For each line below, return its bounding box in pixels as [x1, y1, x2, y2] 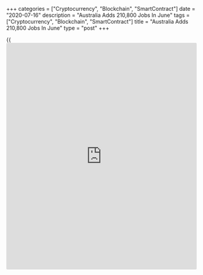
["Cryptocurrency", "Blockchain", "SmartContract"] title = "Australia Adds [6, 18, 188, 25]
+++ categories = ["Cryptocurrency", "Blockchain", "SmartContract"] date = [6, 5, 196, 12]
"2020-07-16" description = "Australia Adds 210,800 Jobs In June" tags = [6, 11, 190, 19]
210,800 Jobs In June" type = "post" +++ [6, 24, 110, 31]
